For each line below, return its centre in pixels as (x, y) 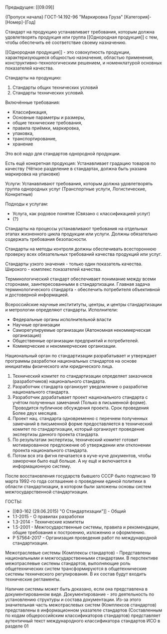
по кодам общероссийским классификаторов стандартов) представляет (83, 616)
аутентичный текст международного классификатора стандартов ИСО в (83, 621)
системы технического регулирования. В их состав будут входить (76, 574)
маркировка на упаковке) (33, 174)
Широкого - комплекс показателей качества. (53, 269)
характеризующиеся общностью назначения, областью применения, (79, 57)
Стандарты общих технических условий (55, 87)
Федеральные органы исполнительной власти (62, 319)
